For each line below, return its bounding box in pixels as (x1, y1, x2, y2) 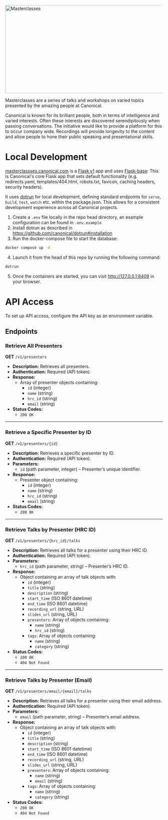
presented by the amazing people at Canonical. (5, 103, 103, 109)
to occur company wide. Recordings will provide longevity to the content (5, 128, 155, 134)
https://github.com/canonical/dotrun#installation (12, 230, 112, 236)
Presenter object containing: (19, 477, 78, 483)
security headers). (5, 184, 43, 190)
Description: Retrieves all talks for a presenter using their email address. (12, 698, 162, 704)
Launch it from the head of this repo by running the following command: (12, 254, 161, 260)
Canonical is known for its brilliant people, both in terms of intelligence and (5, 113, 159, 118)
